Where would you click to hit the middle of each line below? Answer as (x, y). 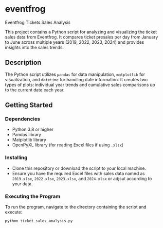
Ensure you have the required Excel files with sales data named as (78, 173)
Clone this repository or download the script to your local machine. (79, 168)
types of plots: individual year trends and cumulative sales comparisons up (80, 85)
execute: (14, 212)
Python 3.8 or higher (33, 129)
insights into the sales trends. (35, 47)
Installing (16, 158)
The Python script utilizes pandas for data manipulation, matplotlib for (75, 74)
